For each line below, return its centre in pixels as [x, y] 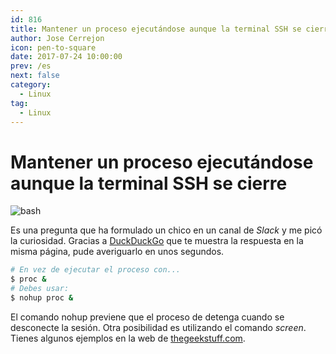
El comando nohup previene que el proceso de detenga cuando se [147, 317]
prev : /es [31, 66]
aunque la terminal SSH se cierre [149, 183]
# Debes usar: [40, 289]
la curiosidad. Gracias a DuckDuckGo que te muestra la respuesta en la [157, 241]
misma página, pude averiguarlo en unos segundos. [117, 252]
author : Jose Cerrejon [57, 38]
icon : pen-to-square [53, 47]
